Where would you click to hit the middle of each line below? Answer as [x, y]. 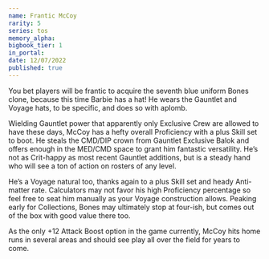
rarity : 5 [25, 23]
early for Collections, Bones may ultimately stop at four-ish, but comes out [131, 207]
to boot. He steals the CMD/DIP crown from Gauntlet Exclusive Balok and [129, 140]
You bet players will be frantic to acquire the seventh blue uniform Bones [128, 91]
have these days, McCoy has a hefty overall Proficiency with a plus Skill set [133, 132]
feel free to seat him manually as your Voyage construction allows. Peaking [132, 198]
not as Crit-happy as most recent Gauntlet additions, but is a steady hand [130, 157]
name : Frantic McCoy [43, 16]
